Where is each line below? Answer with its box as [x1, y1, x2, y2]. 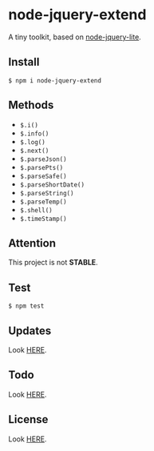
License [8, 413, 49, 426]
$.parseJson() [19, 155, 67, 163]
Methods [8, 99, 54, 112]
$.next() [19, 147, 49, 155]
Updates [8, 324, 52, 337]
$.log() [19, 138, 45, 146]
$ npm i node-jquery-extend [8, 76, 102, 85]
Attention [8, 236, 56, 250]
